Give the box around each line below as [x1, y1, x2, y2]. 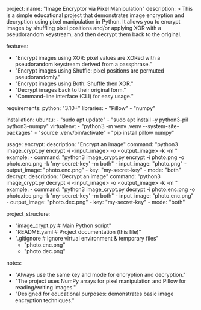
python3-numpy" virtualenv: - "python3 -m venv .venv [6, 123, 141, 129]
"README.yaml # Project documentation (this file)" [14, 228, 141, 235]
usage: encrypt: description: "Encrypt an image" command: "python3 [6, 141, 179, 147]
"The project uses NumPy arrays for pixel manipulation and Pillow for [14, 277, 187, 285]
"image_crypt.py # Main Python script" [14, 222, 111, 229]
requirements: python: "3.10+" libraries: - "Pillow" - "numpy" [6, 105, 156, 111]
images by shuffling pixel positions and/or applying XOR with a [6, 24, 161, 31]
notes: [6, 259, 22, 266]
